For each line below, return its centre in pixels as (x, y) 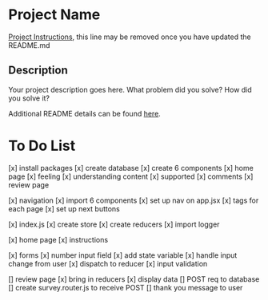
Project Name (54, 15)
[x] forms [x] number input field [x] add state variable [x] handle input (123, 255)
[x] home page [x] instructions (58, 239)
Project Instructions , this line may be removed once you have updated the (130, 37)
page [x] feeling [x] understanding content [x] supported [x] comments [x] (131, 176)
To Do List (42, 146)
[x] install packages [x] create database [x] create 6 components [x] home (131, 168)
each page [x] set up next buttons (64, 208)
